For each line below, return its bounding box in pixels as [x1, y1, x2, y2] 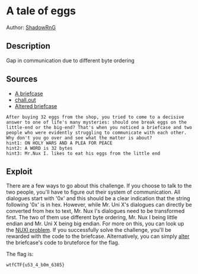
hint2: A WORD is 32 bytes [6, 145, 73, 151]
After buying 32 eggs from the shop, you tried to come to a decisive [6, 114, 184, 120]
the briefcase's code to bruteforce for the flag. [6, 239, 120, 246]
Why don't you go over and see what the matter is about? [6, 135, 152, 141]
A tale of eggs [6, 4, 76, 18]
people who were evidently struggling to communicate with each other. [6, 130, 187, 136]
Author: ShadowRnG [6, 24, 56, 31]
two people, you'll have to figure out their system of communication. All [6, 188, 181, 196]
